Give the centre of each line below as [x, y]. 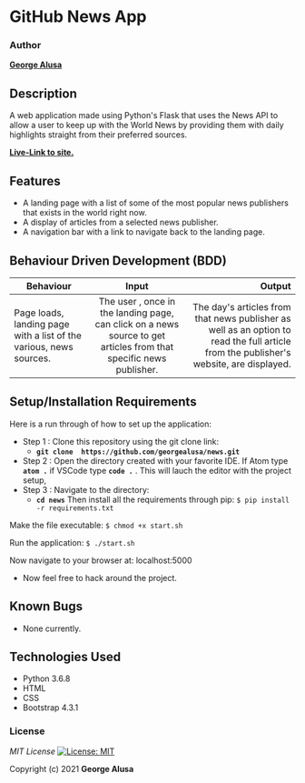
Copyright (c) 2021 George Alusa [72, 768]
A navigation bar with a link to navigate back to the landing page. [144, 232]
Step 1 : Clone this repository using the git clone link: [121, 441]
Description [43, 93]
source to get [137, 336]
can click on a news [137, 324]
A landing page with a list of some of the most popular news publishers [155, 203]
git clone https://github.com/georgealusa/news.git [138, 452]
